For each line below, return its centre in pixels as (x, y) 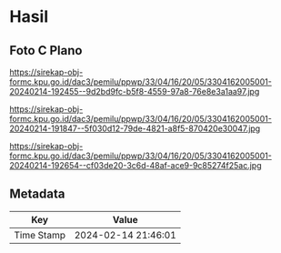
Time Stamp (40, 235)
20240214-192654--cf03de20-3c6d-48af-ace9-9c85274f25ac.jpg (135, 165)
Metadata (37, 194)
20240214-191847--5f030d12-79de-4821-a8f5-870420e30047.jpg (135, 128)
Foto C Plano (46, 51)
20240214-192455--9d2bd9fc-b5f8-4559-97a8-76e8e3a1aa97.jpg (135, 91)
